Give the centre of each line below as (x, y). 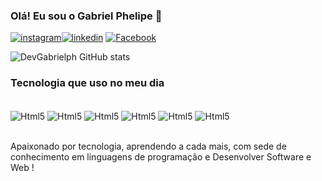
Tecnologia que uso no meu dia (87, 83)
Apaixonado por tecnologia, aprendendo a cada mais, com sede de (148, 146)
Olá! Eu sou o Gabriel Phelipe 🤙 (86, 16)
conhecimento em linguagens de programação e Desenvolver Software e (161, 157)
